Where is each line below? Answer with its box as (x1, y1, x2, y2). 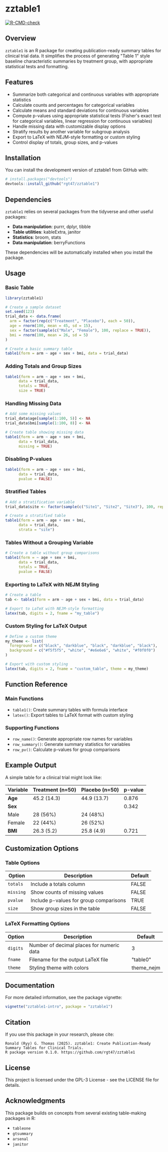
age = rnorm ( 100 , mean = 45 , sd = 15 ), (9, 323, 93, 328)
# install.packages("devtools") (5, 176, 72, 182)
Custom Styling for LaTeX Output (5, 623, 87, 630)
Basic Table (5, 284, 34, 291)
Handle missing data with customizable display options (12, 123, 126, 129)
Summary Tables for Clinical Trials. (5, 1046, 84, 1051)
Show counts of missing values (30, 889, 104, 896)
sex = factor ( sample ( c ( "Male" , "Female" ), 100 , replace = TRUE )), (9, 328, 151, 333)
